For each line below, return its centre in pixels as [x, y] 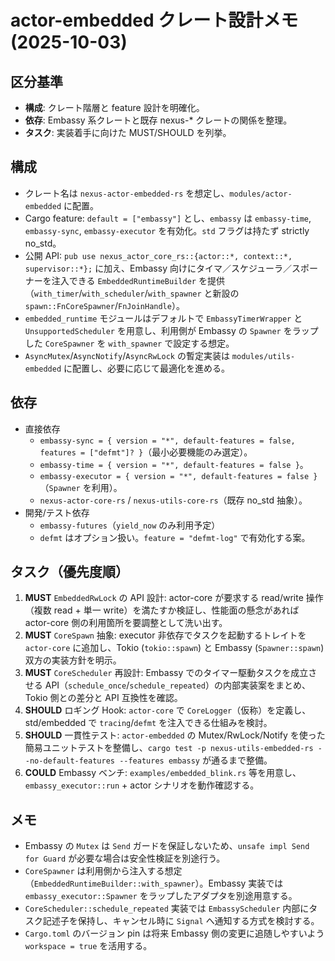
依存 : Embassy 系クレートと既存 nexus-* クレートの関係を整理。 [158, 120]
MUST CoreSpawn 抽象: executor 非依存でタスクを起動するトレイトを [165, 635]
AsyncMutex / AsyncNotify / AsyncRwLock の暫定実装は [127, 355]
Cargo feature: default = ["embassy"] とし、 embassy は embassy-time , [168, 218]
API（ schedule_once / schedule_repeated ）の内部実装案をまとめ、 [177, 685]
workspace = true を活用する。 [88, 946]
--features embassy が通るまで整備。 [196, 760]
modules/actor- [261, 194]
